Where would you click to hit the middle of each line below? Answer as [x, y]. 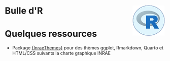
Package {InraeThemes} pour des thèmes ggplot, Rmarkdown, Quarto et [88, 48]
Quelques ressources [51, 34]
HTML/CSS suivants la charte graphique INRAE [61, 53]
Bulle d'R [24, 11]
